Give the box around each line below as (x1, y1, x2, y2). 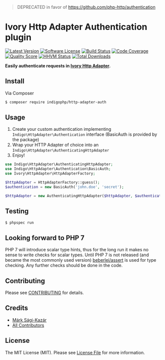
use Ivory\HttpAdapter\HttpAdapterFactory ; (5, 171, 96, 176)
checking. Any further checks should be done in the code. (5, 263, 123, 269)
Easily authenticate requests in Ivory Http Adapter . (5, 62, 111, 68)
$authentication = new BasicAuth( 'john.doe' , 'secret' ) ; (5, 184, 124, 189)
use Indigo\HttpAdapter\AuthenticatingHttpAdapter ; (5, 162, 113, 167)
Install (5, 77, 25, 86)
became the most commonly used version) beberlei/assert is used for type (5, 257, 156, 263)
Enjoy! (12, 152, 25, 158)
